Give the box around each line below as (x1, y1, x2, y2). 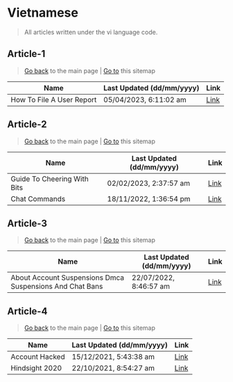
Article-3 (7, 217, 47, 229)
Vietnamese (7, 5, 78, 21)
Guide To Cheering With (10, 174, 89, 184)
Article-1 (7, 48, 46, 60)
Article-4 (7, 305, 48, 317)
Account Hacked (10, 352, 65, 362)
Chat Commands (10, 193, 66, 203)
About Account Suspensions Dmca (10, 273, 125, 282)
